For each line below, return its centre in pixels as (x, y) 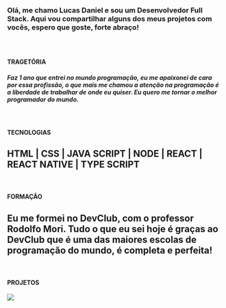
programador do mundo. (43, 100)
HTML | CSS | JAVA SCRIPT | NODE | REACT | (105, 154)
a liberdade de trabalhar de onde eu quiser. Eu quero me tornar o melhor (112, 92)
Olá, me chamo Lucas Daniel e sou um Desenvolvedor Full (105, 10)
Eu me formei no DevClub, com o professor (100, 218)
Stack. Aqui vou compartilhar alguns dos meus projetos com (110, 18)
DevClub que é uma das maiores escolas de (102, 239)
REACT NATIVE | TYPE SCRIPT (74, 165)
